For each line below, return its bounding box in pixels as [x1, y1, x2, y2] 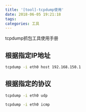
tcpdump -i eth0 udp [5, 93, 48, 98]
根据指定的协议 [5, 80, 51, 88]
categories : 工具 [5, 21, 40, 26]
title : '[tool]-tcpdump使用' [5, 7, 64, 12]
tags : [5, 16, 16, 21]
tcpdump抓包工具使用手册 [5, 35, 59, 41]
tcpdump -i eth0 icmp [5, 102, 50, 107]
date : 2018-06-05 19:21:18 [5, 12, 61, 17]
